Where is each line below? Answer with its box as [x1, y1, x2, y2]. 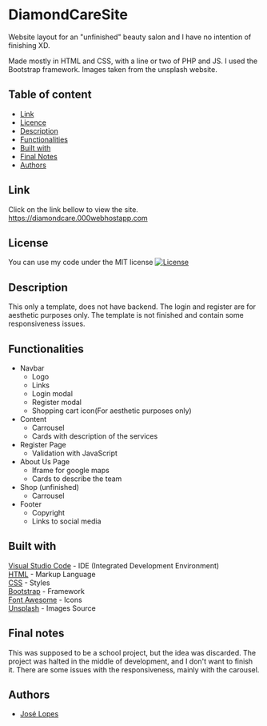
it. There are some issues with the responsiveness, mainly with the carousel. [8, 664, 260, 674]
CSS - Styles [8, 578, 50, 588]
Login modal [31, 389, 74, 398]
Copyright [31, 508, 66, 517]
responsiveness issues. [8, 319, 86, 329]
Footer [19, 499, 42, 509]
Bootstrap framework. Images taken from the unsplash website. [8, 64, 217, 74]
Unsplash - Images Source [8, 603, 96, 613]
